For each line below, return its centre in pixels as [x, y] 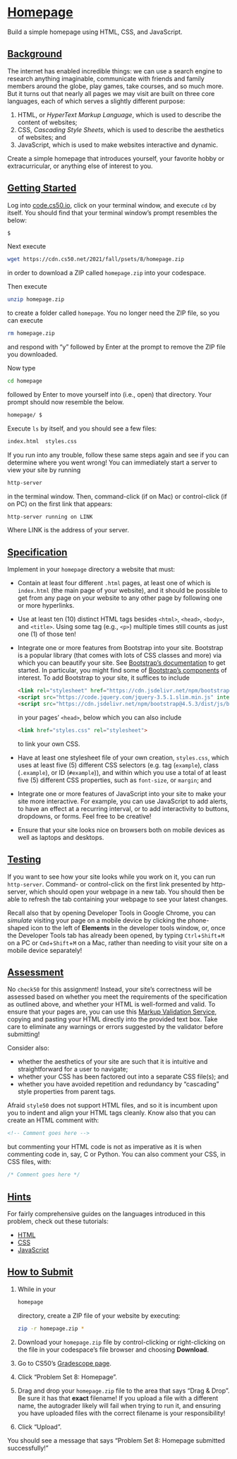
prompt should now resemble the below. [66, 402]
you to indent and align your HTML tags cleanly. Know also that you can [112, 1113]
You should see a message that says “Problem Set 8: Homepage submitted [116, 1440]
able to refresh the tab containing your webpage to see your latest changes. [117, 899]
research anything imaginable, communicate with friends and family [106, 78]
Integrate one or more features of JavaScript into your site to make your [122, 793]
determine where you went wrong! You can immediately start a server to [112, 462]
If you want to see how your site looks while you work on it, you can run [111, 877]
